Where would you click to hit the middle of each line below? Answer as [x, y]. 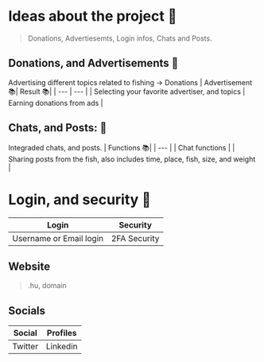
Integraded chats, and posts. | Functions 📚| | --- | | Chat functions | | [122, 147]
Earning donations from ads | [56, 103]
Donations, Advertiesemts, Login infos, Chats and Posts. [120, 38]
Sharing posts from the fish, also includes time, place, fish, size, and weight [132, 159]
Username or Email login [58, 238]
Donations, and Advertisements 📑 [93, 63]
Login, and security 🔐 [80, 199]
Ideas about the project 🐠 [93, 16]
